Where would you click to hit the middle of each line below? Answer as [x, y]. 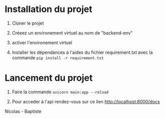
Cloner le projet [28, 23]
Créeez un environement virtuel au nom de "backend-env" [72, 33]
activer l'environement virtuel [42, 42]
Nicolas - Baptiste [23, 111]
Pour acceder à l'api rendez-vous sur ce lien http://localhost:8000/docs [86, 101]
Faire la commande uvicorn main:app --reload [60, 92]
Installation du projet [48, 9]
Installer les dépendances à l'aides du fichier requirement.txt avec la [82, 52]
